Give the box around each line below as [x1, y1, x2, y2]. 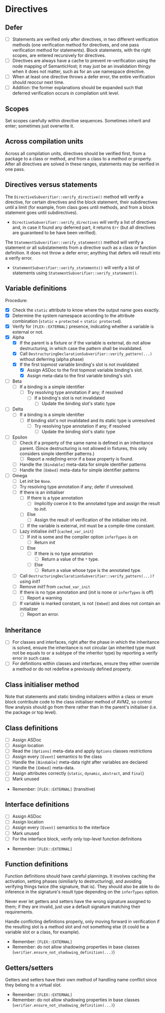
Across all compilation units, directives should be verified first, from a [5, 150, 146, 156]
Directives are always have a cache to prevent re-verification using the [12, 58, 156, 64]
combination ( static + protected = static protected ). [12, 318, 122, 324]
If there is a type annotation [27, 495, 83, 501]
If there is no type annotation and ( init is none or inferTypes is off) [19, 589, 154, 595]
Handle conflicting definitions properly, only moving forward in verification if [5, 918, 160, 924]
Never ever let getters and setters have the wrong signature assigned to [5, 899, 151, 905]
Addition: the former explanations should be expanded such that [12, 85, 143, 91]
